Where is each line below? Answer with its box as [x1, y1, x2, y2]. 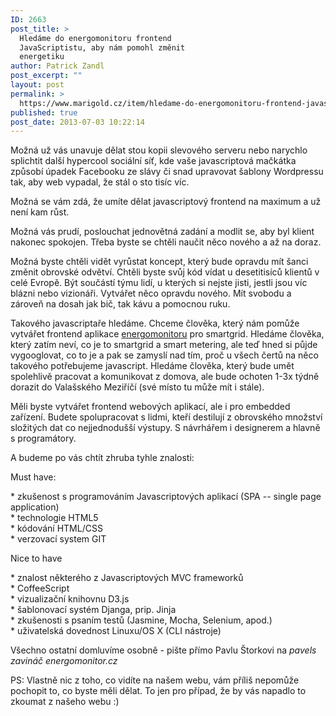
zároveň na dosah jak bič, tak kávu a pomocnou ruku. [10, 298, 231, 310]
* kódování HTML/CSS [10, 522, 103, 535]
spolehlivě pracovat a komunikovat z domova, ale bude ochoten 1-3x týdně [10, 371, 320, 383]
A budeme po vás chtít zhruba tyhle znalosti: [10, 452, 195, 464]
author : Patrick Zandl [10, 61, 105, 71]
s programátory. [10, 432, 77, 445]
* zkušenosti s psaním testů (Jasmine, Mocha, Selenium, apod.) [10, 614, 273, 626]
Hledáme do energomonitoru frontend [19, 33, 172, 43]
